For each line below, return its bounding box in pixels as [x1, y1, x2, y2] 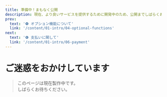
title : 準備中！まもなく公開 [5, 7, 58, 12]
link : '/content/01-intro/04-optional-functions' [9, 26, 114, 31]
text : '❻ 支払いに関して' [9, 35, 59, 40]
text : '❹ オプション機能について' [9, 21, 74, 26]
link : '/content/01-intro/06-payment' [9, 40, 90, 45]
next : [5, 30, 16, 35]
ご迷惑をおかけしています [5, 63, 110, 74]
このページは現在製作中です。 [17, 80, 79, 86]
